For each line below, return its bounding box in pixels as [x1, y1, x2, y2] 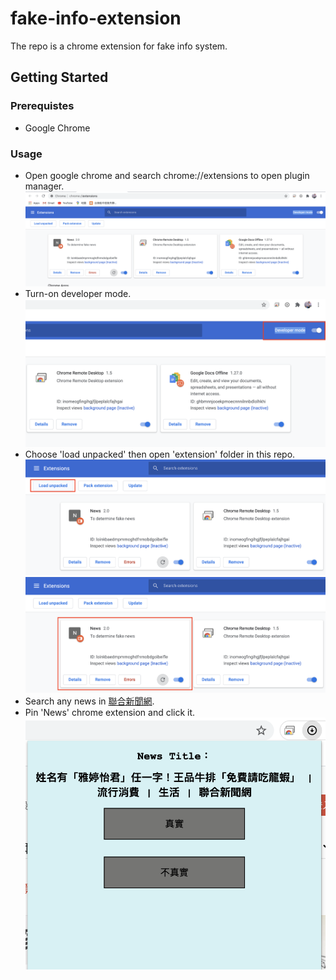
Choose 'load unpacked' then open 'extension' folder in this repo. [24, 448, 296, 461]
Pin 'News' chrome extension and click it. [24, 707, 196, 719]
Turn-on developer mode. [24, 287, 132, 299]
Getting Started [10, 69, 109, 86]
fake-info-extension [10, 7, 182, 30]
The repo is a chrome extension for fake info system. [10, 40, 228, 52]
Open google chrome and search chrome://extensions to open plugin [24, 169, 310, 181]
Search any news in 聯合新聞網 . [24, 695, 155, 707]
